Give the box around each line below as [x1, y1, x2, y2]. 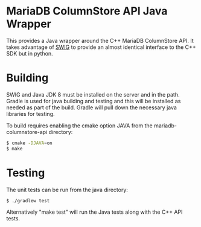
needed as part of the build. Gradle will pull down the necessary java [6, 104, 177, 111]
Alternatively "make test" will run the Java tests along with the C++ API [6, 208, 183, 216]
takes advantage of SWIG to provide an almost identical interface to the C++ [6, 43, 196, 51]
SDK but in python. [6, 50, 53, 57]
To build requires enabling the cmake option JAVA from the [6, 122, 153, 129]
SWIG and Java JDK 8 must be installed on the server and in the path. [6, 91, 180, 98]
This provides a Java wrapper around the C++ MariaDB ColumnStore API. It [6, 37, 194, 44]
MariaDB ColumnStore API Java [6, 4, 168, 18]
